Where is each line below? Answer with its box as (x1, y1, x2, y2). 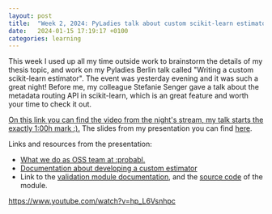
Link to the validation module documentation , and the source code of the (19, 172, 263, 182)
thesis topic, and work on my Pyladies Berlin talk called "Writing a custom (8, 65, 254, 75)
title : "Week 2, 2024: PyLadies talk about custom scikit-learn (8, 19, 233, 27)
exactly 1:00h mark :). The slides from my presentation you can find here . (8, 124, 253, 133)
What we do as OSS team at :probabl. (19, 155, 146, 165)
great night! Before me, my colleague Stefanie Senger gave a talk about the (8, 82, 260, 92)
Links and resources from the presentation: (8, 139, 152, 149)
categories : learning (8, 34, 82, 43)
